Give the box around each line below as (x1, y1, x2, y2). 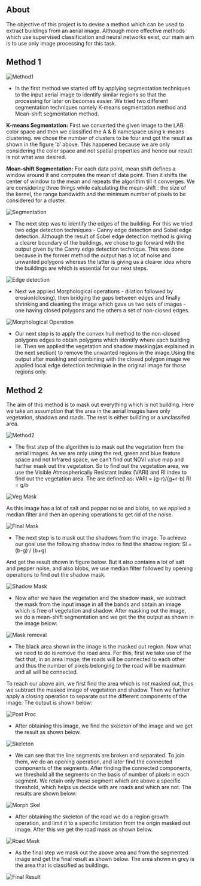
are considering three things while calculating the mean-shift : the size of (6, 184, 187, 191)
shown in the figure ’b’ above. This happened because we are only (6, 141, 170, 148)
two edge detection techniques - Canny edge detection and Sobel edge (14, 226, 192, 233)
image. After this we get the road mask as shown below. (14, 826, 153, 833)
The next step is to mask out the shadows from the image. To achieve (14, 534, 187, 541)
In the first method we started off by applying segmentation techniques (14, 84, 191, 92)
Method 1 (6, 57, 42, 68)
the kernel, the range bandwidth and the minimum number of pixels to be (6, 190, 187, 197)
